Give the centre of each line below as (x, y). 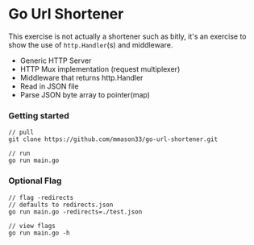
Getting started (39, 115)
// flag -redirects (41, 197)
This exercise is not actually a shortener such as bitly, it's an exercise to (127, 36)
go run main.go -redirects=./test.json (75, 212)
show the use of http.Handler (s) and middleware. (91, 44)
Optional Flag (35, 181)
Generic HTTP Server (56, 60)
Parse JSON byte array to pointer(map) (85, 94)
